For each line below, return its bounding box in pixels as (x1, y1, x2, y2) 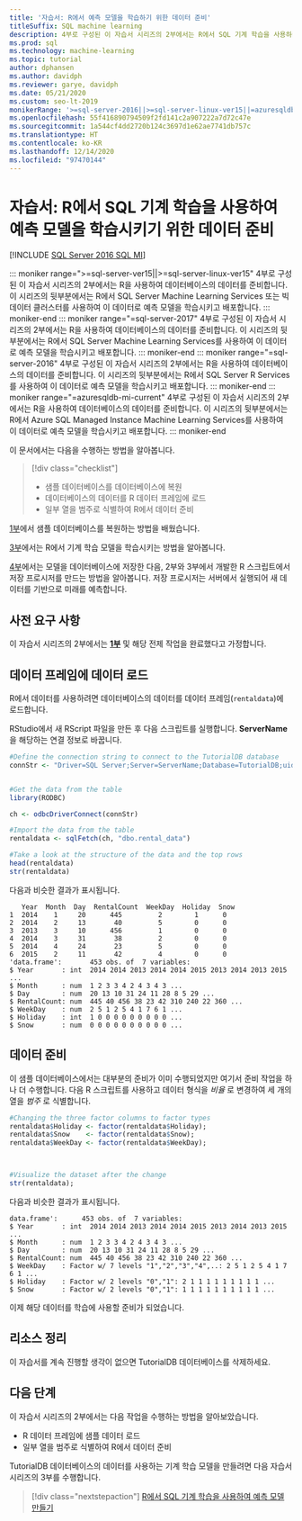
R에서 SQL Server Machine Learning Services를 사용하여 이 (48, 336, 263, 346)
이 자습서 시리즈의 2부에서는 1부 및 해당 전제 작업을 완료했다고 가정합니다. (9, 638, 267, 649)
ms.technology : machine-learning (9, 47, 135, 56)
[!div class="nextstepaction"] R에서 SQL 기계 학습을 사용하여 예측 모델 (31, 1490, 285, 1501)
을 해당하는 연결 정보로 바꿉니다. (9, 734, 123, 745)
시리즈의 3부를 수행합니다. (9, 1471, 102, 1482)
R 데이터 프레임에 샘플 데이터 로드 (22, 1430, 141, 1441)
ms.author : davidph (9, 72, 83, 81)
